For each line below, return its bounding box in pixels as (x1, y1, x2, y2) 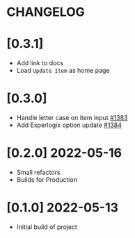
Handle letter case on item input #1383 (16, 114, 128, 122)
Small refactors (16, 168, 61, 176)
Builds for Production (16, 176, 78, 184)
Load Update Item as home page (16, 67, 110, 75)
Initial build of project (16, 223, 78, 231)
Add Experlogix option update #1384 (16, 121, 122, 129)
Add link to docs (16, 59, 64, 67)
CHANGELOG (6, 4, 85, 20)
